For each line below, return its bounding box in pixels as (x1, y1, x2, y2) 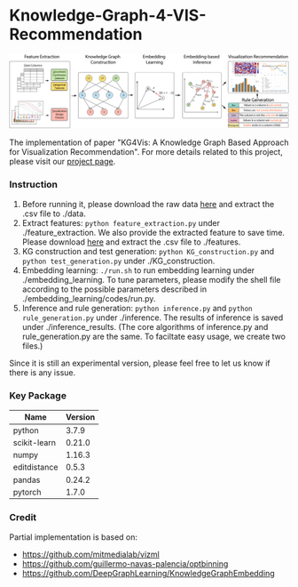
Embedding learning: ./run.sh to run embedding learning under (21, 264, 255, 276)
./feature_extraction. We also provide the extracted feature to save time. (21, 227, 286, 237)
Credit (9, 511, 37, 524)
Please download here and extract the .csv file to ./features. (21, 237, 241, 247)
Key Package (9, 389, 67, 401)
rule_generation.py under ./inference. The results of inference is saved (21, 312, 284, 323)
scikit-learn (12, 437, 56, 447)
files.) (21, 340, 43, 351)
